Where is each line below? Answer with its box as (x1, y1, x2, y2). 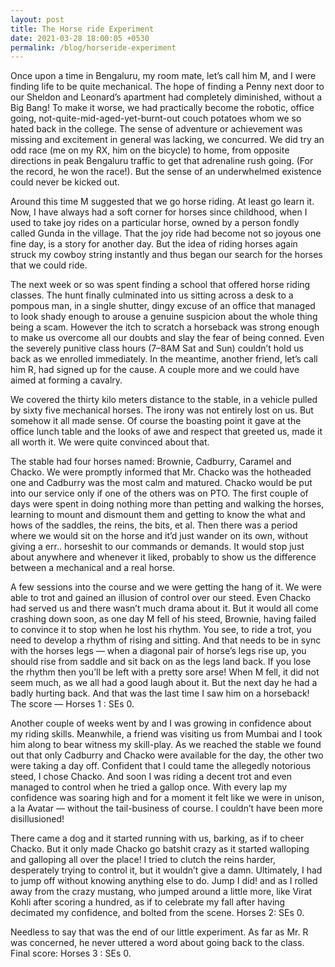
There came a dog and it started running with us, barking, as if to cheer (10, 832, 305, 845)
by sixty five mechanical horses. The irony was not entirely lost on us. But (10, 404, 314, 416)
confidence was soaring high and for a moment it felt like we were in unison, (10, 792, 325, 804)
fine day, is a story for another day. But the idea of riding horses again (10, 238, 298, 250)
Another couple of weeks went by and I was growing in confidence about (10, 717, 312, 730)
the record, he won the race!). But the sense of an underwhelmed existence (10, 166, 322, 178)
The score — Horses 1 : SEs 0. (10, 698, 135, 710)
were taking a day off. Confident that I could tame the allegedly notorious (10, 760, 312, 772)
